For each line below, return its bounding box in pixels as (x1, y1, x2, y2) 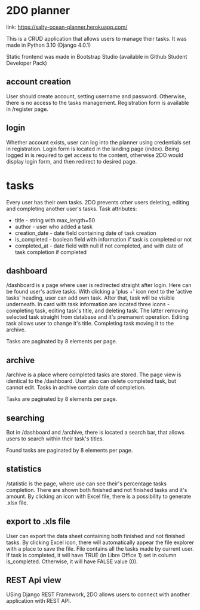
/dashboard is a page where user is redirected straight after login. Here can (6, 282, 192, 289)
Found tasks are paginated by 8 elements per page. (6, 446, 133, 454)
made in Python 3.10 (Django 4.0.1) (6, 41, 91, 49)
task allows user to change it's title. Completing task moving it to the (6, 320, 174, 327)
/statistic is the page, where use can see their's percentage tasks (6, 480, 167, 487)
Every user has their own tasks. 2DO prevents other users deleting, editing (6, 198, 190, 206)
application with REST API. (6, 597, 72, 605)
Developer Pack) (6, 59, 48, 67)
